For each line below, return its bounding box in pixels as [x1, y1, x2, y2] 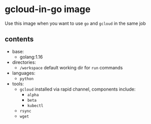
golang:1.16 [19, 54, 43, 60]
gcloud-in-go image [5, 4, 91, 15]
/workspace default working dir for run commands [19, 64, 123, 70]
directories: [12, 59, 36, 65]
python [19, 76, 34, 81]
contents [5, 35, 34, 44]
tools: [12, 80, 24, 87]
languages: [12, 70, 36, 76]
